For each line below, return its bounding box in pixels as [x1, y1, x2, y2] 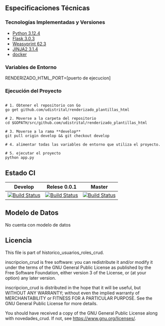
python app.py [5, 155, 35, 161]
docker [12, 51, 27, 57]
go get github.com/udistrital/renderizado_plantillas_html [5, 107, 130, 112]
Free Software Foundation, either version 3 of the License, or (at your [5, 269, 147, 275]
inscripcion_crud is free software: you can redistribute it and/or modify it [5, 259, 153, 265]
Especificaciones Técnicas [5, 4, 90, 12]
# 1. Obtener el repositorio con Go [5, 103, 81, 108]
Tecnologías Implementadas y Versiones [5, 19, 106, 26]
